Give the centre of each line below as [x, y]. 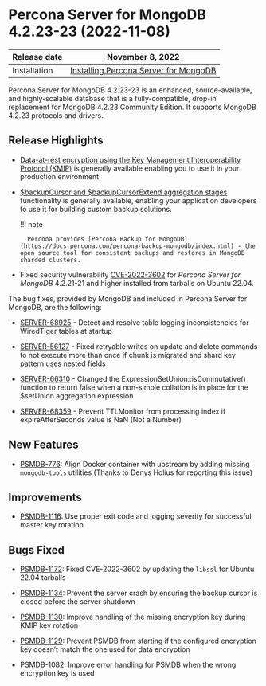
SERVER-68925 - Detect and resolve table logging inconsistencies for [134, 322]
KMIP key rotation [49, 625]
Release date [37, 57]
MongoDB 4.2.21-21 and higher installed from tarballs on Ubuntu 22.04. [137, 283]
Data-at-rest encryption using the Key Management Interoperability [130, 159]
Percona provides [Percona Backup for [92, 239]
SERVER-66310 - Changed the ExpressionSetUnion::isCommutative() [133, 378]
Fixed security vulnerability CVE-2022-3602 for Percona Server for [130, 274]
